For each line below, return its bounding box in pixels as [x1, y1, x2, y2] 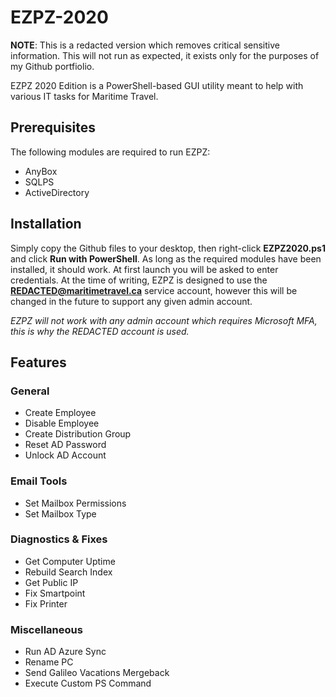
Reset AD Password [24, 439, 107, 451]
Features [10, 354, 67, 371]
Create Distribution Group [24, 428, 132, 440]
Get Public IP [24, 576, 79, 588]
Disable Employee [24, 417, 100, 430]
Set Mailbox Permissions [24, 497, 127, 509]
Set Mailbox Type [24, 507, 97, 520]
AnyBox [24, 165, 58, 177]
